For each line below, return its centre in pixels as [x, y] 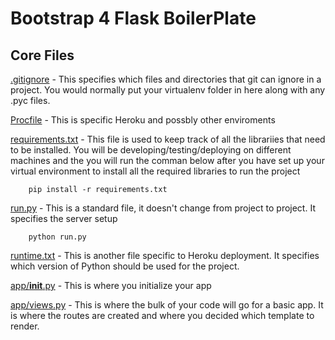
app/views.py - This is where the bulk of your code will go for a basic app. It [167, 305]
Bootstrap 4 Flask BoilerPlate [133, 18]
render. [25, 326]
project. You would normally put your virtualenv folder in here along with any [168, 90]
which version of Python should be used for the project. [125, 266]
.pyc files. [30, 100]
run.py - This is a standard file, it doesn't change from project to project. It [163, 208]
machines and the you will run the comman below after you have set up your [167, 160]
